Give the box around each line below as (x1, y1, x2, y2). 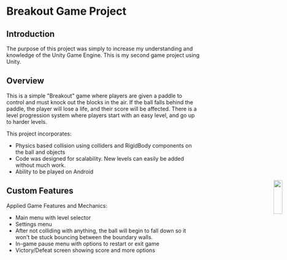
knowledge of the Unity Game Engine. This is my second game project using (6, 52, 200, 59)
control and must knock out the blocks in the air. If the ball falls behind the (6, 98, 194, 105)
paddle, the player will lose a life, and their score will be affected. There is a (6, 105, 197, 112)
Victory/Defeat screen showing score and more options (15, 247, 155, 254)
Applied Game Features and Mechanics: (6, 202, 107, 209)
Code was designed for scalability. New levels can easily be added (15, 155, 185, 162)
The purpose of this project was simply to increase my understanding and (6, 45, 193, 52)
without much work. (15, 161, 66, 169)
